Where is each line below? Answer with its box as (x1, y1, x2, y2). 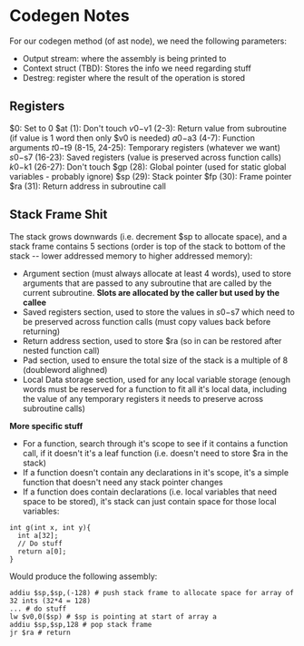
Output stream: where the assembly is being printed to (22, 53, 227, 64)
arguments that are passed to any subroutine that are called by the (22, 278, 272, 289)
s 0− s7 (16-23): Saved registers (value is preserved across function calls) (9, 152, 282, 162)
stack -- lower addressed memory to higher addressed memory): (9, 250, 253, 261)
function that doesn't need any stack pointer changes (22, 476, 224, 487)
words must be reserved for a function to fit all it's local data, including (22, 383, 288, 395)
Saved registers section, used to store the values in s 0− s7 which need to (22, 306, 295, 318)
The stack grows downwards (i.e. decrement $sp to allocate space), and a (9, 230, 288, 241)
